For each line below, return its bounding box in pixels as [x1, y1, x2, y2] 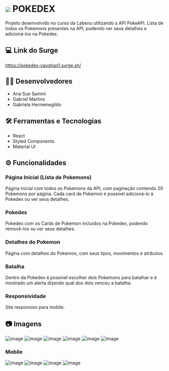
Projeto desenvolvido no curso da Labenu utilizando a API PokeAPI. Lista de [5, 20, 164, 26]
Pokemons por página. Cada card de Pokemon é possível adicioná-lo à [5, 191, 154, 197]
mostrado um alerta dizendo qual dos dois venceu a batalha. [5, 280, 132, 286]
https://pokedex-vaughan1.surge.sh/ [5, 62, 81, 68]
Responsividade [5, 293, 46, 300]
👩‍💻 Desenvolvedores [5, 77, 73, 86]
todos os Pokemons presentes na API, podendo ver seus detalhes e [5, 25, 147, 31]
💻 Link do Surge [5, 46, 58, 55]
